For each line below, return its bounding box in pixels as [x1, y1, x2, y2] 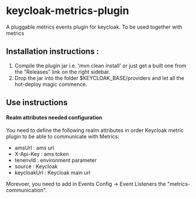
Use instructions [6, 98, 68, 107]
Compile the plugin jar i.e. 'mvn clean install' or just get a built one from [14, 62, 187, 69]
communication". [6, 187, 47, 194]
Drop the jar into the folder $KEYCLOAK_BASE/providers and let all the [14, 74, 184, 81]
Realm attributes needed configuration [6, 114, 102, 121]
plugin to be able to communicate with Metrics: [6, 133, 120, 140]
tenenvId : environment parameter [14, 157, 97, 164]
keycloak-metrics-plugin [6, 4, 129, 18]
